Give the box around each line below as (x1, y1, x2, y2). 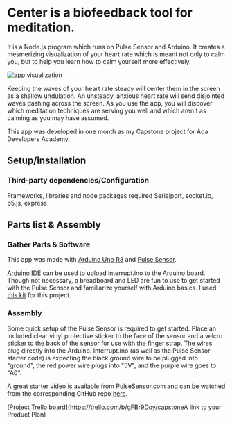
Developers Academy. (7, 134, 71, 143)
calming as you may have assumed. (7, 113, 109, 122)
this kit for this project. (7, 291, 71, 299)
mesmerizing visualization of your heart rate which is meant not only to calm (7, 50, 225, 58)
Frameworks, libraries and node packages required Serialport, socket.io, (7, 191, 213, 199)
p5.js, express (7, 199, 47, 207)
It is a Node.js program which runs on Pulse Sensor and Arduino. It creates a (7, 42, 225, 51)
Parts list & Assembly (7, 219, 102, 231)
